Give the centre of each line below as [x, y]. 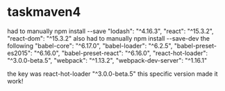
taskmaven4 [44, 12]
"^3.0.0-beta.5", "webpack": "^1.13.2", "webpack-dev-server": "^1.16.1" [107, 60]
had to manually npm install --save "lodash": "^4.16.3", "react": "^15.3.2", [110, 31]
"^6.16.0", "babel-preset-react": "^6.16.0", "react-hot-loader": [121, 53]
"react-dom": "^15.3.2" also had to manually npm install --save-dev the [109, 38]
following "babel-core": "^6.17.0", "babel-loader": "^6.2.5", [90, 45]
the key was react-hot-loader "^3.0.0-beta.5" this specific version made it [112, 74]
